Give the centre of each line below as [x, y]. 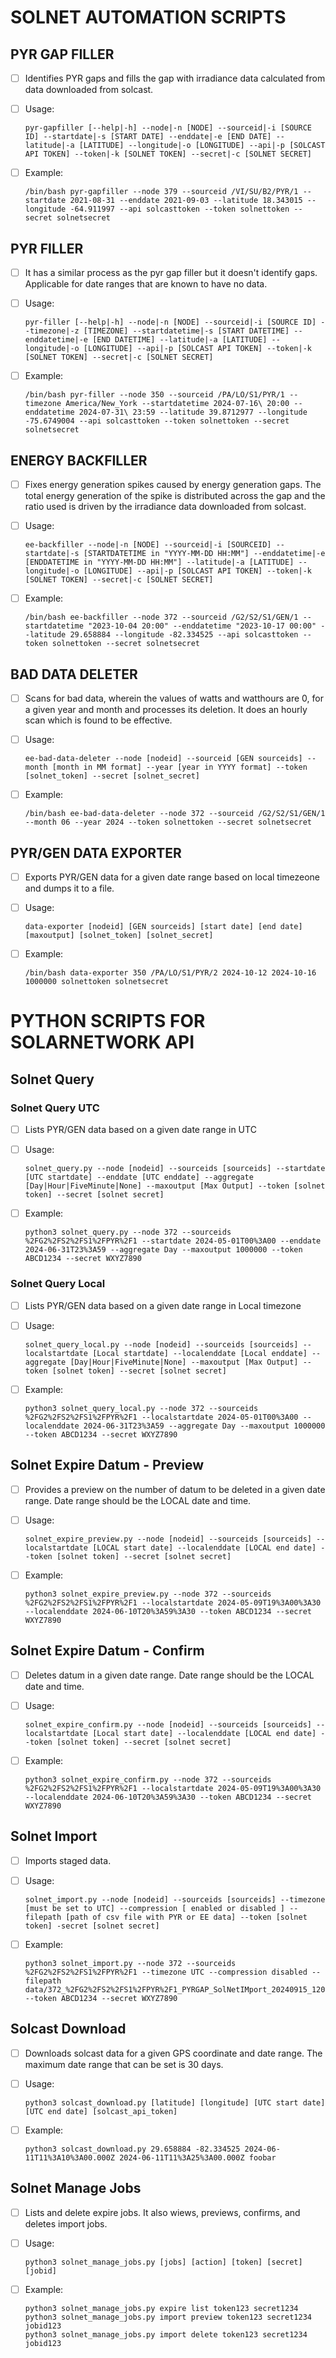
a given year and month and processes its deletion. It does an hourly [166, 710]
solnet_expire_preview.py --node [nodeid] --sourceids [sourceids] [168, 1539]
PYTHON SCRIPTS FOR [108, 1021]
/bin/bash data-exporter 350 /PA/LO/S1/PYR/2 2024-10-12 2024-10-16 [170, 973]
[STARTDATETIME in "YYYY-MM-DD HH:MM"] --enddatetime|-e [204, 554]
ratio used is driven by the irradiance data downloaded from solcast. [165, 507]
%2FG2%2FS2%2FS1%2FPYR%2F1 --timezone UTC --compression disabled [166, 1972]
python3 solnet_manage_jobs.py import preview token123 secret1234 [168, 2317]
